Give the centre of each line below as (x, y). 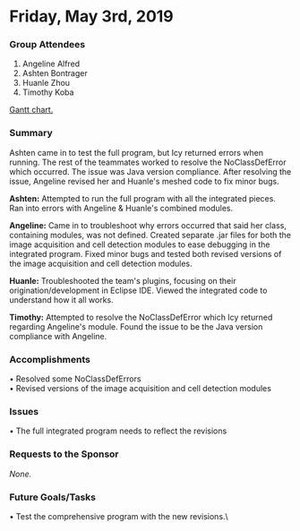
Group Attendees (47, 45)
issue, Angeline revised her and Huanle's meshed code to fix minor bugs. (144, 181)
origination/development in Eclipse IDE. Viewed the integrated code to (138, 290)
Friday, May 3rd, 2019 (92, 17)
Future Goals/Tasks (53, 497)
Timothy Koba (48, 92)
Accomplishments (50, 359)
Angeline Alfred (51, 64)
